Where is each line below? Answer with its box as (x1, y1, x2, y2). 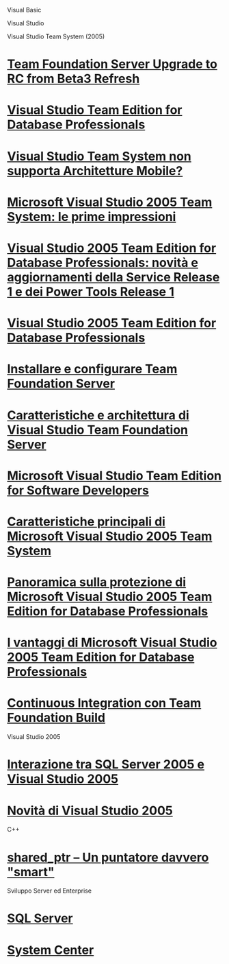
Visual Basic (7, 6, 42, 14)
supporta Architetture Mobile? (7, 163, 183, 178)
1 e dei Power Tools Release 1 (7, 284, 174, 299)
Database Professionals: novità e (7, 255, 199, 270)
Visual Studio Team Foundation (7, 422, 189, 438)
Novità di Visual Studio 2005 (7, 803, 173, 819)
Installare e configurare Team (7, 362, 178, 377)
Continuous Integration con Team (7, 696, 202, 711)
